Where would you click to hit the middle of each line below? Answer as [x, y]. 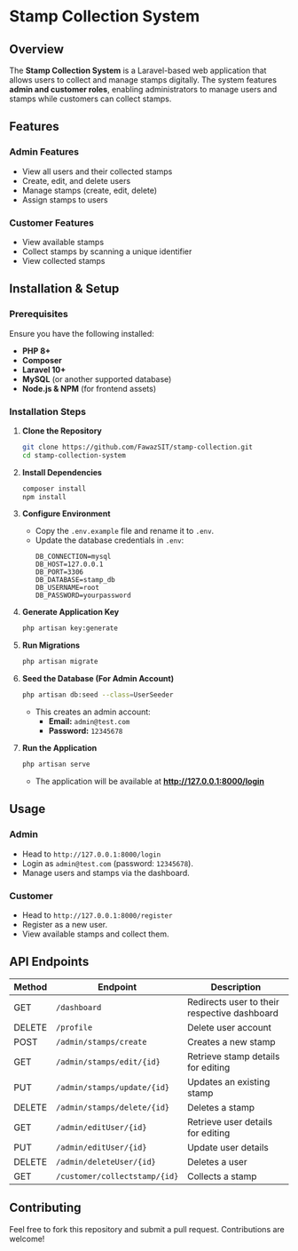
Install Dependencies [62, 472]
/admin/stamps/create [102, 1042]
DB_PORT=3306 [59, 572]
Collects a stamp [222, 1176]
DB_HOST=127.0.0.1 [69, 565]
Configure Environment [66, 514]
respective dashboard [233, 1013]
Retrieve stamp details [234, 1056]
